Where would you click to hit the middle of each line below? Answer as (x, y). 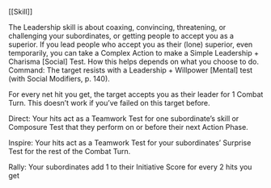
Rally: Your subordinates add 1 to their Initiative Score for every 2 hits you (130, 167)
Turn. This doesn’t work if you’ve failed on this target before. (109, 103)
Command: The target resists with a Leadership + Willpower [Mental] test (131, 70)
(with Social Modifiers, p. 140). (59, 79)
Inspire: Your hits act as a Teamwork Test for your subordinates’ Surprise (130, 143)
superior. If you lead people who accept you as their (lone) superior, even (131, 44)
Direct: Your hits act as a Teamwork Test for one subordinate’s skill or (124, 119)
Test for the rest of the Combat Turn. (70, 151)
